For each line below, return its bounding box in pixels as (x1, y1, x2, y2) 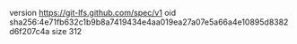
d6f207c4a (9, 26, 50, 36)
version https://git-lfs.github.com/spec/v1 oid (9, 8, 177, 18)
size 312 (51, 26, 83, 36)
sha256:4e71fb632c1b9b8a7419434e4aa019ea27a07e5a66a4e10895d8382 (9, 17, 289, 27)
